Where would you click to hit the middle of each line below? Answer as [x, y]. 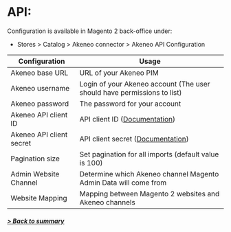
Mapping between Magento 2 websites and [150, 194]
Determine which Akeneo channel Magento [149, 174]
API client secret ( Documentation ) [134, 139]
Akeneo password [40, 104]
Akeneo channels [107, 202]
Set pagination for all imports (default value [149, 154]
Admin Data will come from [123, 183]
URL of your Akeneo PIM [119, 73]
